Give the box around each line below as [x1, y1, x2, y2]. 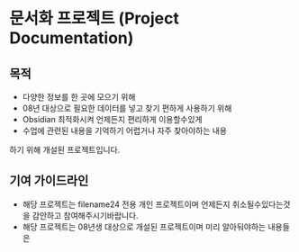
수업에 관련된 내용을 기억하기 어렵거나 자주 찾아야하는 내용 [22, 125, 228, 136]
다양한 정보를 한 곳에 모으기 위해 [22, 92, 136, 102]
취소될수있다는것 [231, 199, 291, 210]
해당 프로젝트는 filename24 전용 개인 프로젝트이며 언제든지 [22, 199, 231, 210]
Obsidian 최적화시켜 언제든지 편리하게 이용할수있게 [22, 114, 203, 124]
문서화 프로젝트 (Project [9, 8, 180, 29]
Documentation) [9, 28, 134, 49]
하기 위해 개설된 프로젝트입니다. [9, 145, 121, 155]
